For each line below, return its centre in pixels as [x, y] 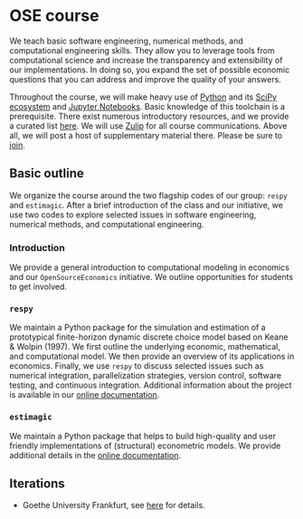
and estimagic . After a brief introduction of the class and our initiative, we [146, 205]
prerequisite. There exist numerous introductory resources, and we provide [149, 116]
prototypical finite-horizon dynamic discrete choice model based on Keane [149, 337]
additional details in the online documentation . [95, 455]
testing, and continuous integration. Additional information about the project [151, 385]
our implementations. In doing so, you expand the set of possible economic [150, 70]
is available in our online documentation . [85, 395]
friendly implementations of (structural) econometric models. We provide [145, 446]
